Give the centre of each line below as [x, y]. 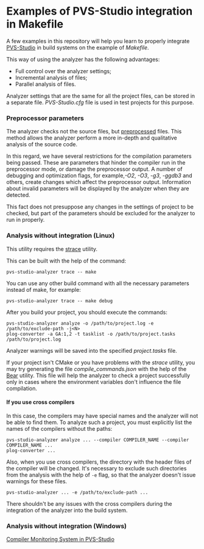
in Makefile [35, 24]
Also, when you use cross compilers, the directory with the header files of [99, 462]
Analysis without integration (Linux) [61, 236]
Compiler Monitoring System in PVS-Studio [60, 539]
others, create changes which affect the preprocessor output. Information [99, 182]
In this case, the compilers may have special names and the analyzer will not [102, 416]
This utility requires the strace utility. [52, 249]
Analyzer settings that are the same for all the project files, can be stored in [101, 96]
